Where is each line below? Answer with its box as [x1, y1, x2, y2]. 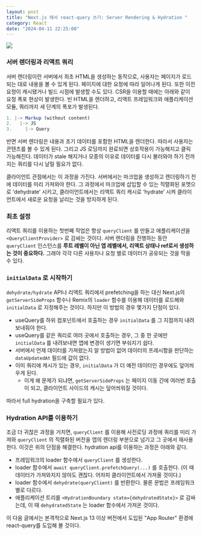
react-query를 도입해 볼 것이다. [6, 522, 81, 529]
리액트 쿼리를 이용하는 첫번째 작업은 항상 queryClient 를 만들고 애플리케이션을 [6, 227, 191, 234]
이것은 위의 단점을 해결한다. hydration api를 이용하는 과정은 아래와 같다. [19, 443, 188, 451]
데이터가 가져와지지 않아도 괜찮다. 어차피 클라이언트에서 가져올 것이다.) [14, 471, 181, 479]
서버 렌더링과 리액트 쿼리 [6, 58, 74, 66]
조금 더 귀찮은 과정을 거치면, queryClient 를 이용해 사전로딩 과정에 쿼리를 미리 [6, 428, 190, 436]
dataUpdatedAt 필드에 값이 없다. [14, 354, 90, 361]
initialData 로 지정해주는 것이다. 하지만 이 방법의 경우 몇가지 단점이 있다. [6, 304, 181, 311]
